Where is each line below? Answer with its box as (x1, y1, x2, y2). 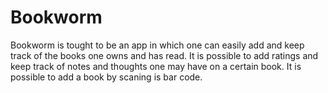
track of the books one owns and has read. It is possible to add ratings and (10, 49, 319, 61)
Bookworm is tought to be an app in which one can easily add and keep (10, 39, 305, 51)
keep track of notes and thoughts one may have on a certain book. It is (10, 60, 302, 72)
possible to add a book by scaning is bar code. (10, 71, 203, 83)
